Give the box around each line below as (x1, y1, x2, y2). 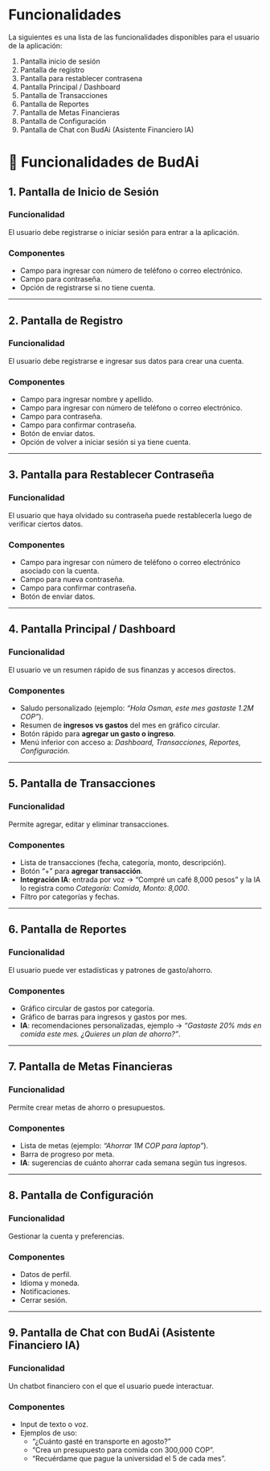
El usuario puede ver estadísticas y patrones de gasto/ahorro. (8, 965, 213, 974)
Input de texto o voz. (19, 1419, 88, 1429)
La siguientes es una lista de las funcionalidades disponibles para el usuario (8, 32, 260, 42)
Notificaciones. (19, 1287, 71, 1296)
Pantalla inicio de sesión (19, 56, 100, 66)
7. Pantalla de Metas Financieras (8, 1060, 173, 1073)
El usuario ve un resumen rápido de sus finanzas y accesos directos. (8, 665, 236, 674)
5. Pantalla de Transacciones (8, 777, 156, 790)
